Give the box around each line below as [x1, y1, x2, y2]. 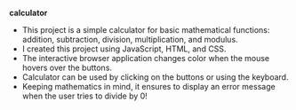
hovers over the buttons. [21, 62, 113, 73]
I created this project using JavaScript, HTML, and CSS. [21, 43, 227, 54]
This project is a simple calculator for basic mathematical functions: [21, 25, 270, 35]
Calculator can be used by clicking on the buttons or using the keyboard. [21, 72, 289, 82]
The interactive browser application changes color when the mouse [21, 53, 270, 63]
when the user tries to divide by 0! [21, 90, 148, 101]
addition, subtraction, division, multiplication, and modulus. [21, 35, 238, 44]
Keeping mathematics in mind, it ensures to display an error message [21, 82, 276, 91]
